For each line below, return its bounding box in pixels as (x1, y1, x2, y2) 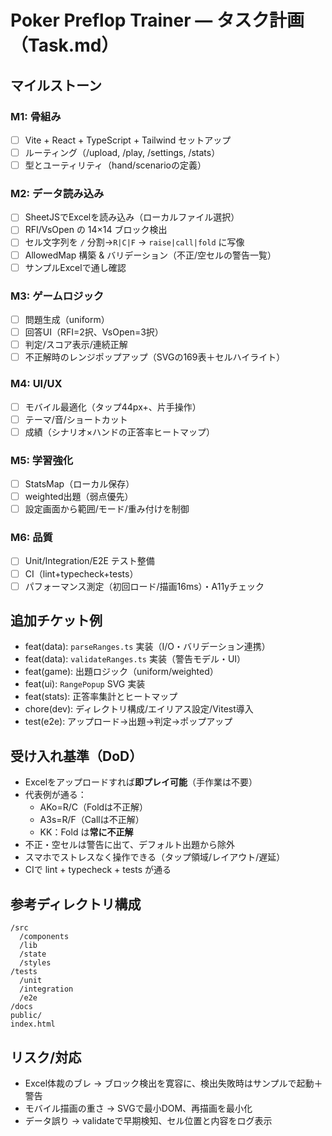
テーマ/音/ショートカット (24, 413, 128, 425)
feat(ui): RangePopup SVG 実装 (24, 678, 146, 690)
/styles (19, 958, 52, 968)
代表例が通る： (24, 789, 87, 801)
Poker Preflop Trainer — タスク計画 (10, 9, 305, 32)
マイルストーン (10, 77, 102, 94)
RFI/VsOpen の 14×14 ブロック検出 (24, 224, 168, 236)
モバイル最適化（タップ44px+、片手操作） (24, 401, 202, 413)
